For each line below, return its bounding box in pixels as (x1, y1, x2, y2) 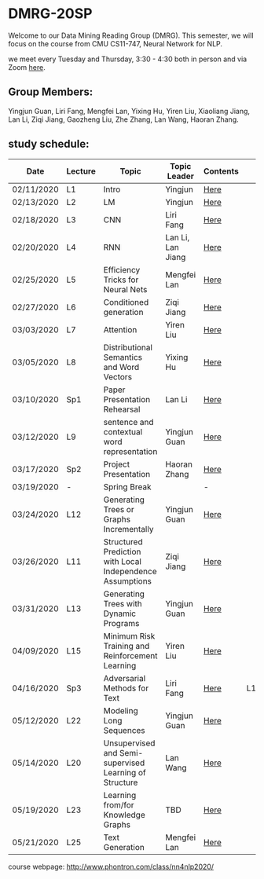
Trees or (103, 504, 135, 515)
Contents (203, 166, 240, 177)
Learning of (103, 767, 147, 778)
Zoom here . (8, 62, 46, 71)
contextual (103, 426, 143, 437)
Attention (103, 324, 137, 335)
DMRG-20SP (8, 5, 93, 23)
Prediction (103, 546, 141, 557)
